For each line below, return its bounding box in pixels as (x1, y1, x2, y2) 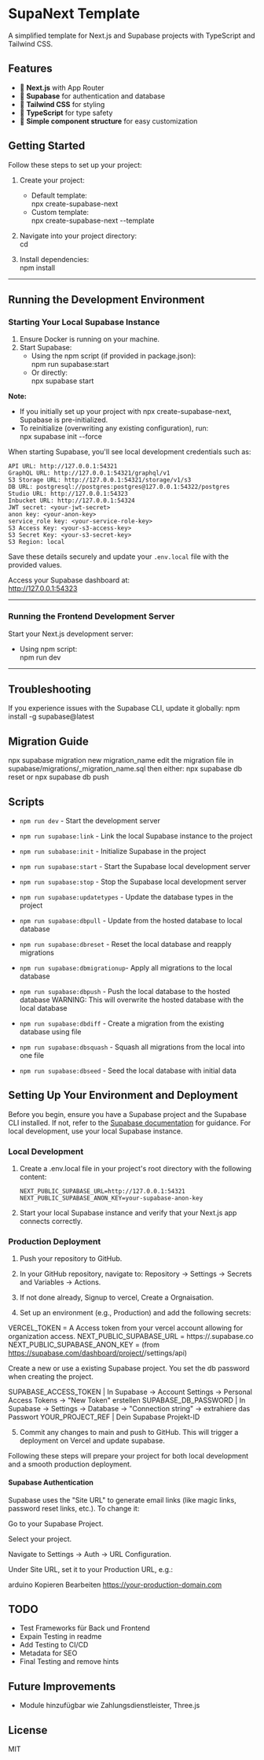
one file (19, 1050, 45, 1059)
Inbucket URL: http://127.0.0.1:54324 (8, 497, 135, 505)
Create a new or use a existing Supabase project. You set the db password (8, 1363, 250, 1374)
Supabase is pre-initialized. (19, 415, 108, 425)
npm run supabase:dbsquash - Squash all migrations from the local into (19, 1042, 245, 1052)
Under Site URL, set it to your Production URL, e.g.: (8, 1564, 174, 1574)
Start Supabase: (19, 343, 72, 353)
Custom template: (31, 207, 89, 216)
